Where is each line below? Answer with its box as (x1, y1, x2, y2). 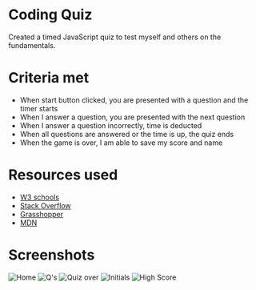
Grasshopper (19, 209, 64, 219)
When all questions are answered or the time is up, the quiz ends (19, 129, 234, 139)
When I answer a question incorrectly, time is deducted (19, 120, 202, 130)
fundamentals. (8, 40, 56, 50)
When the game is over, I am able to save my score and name (19, 138, 223, 147)
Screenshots (8, 246, 95, 264)
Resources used (8, 166, 118, 184)
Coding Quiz (8, 6, 93, 24)
